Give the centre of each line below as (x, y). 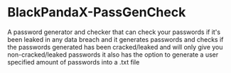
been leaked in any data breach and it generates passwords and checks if (116, 39)
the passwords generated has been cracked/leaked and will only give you (115, 47)
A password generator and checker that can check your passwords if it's (114, 32)
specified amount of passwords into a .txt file (74, 62)
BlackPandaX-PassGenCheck (97, 12)
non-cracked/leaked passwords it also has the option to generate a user (113, 55)
